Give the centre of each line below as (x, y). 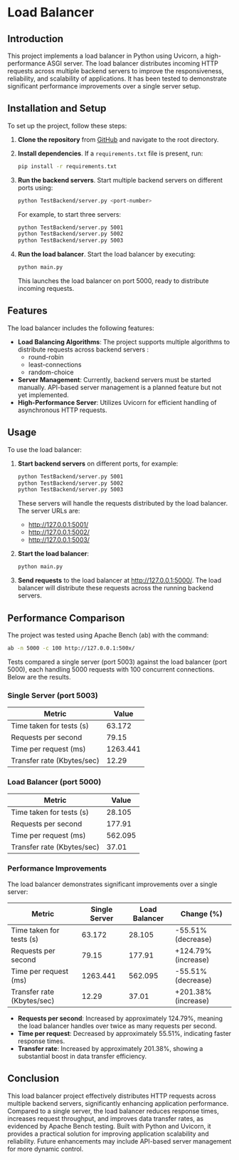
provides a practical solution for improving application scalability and (108, 1134)
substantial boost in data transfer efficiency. (82, 1056)
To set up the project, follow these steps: (67, 125)
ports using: (35, 188)
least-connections (55, 364)
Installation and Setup (57, 109)
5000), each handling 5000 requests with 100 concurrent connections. (111, 669)
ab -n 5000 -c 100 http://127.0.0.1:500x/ (71, 648)
